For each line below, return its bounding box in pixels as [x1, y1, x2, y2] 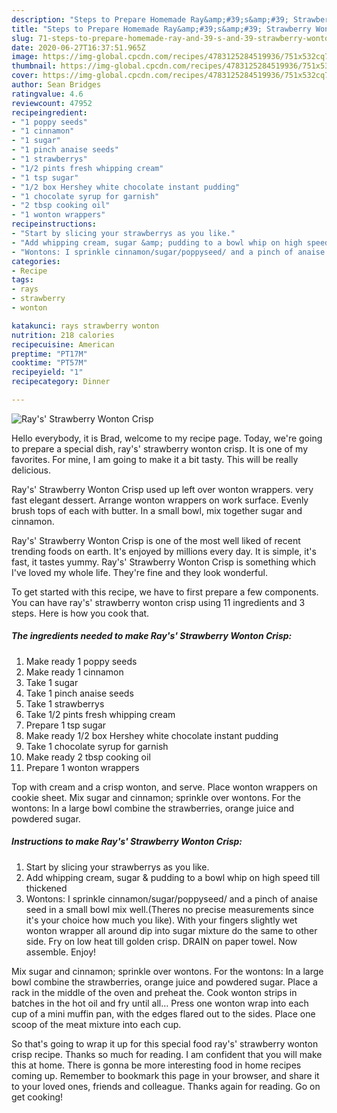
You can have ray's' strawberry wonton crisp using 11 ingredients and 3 [11, 596, 306, 608]
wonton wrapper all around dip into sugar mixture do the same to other [25, 924, 318, 936]
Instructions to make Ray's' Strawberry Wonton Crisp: [11, 836, 243, 848]
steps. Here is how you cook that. [11, 607, 150, 619]
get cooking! [11, 1091, 64, 1103]
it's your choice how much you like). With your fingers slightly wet [25, 914, 298, 926]
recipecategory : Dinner [11, 377, 111, 387]
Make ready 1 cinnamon [25, 666, 124, 678]
